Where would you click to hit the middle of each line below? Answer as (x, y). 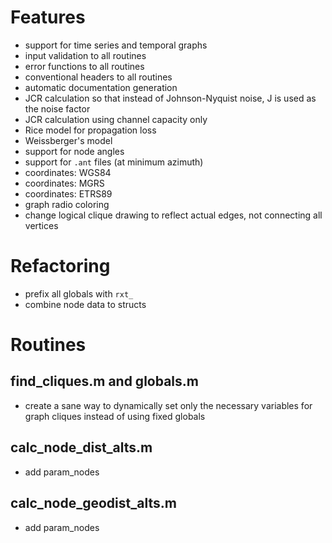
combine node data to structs (85, 304)
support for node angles (74, 151)
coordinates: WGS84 (68, 172)
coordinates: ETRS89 (68, 193)
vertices (41, 225)
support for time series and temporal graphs (116, 45)
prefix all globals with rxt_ (79, 293)
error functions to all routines (84, 66)
